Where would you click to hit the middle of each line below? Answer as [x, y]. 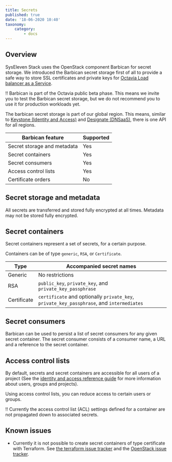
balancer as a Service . [29, 83]
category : [25, 29]
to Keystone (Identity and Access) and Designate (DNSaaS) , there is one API [86, 119]
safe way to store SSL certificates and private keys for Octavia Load [77, 78]
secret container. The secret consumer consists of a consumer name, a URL [85, 339]
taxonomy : [16, 24]
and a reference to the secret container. [47, 345]
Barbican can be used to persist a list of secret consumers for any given [81, 334]
